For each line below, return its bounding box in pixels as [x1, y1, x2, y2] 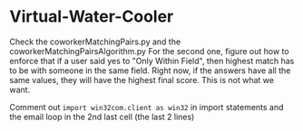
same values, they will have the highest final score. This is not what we [9, 74, 275, 85]
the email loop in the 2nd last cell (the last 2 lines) [9, 111, 195, 122]
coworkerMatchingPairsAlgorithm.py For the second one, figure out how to [9, 45, 289, 56]
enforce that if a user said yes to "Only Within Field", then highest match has [9, 55, 295, 66]
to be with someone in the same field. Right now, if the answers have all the [9, 65, 291, 76]
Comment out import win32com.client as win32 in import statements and [9, 101, 284, 112]
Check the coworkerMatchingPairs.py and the [9, 36, 181, 47]
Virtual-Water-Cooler [9, 6, 174, 27]
